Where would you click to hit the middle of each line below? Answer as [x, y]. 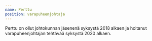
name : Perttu [19, 10]
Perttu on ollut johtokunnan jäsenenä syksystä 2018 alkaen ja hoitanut [76, 28]
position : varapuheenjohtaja [35, 14]
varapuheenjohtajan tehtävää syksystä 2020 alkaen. [58, 33]
